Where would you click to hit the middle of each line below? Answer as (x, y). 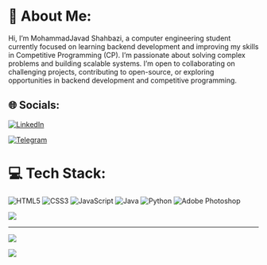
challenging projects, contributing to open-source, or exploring (111, 71)
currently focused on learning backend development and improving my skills (133, 46)
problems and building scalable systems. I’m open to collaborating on (122, 63)
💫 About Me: (50, 16)
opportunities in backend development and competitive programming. (122, 80)
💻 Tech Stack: (57, 173)
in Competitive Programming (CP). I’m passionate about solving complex (127, 55)
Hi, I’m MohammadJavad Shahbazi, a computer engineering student (120, 38)
